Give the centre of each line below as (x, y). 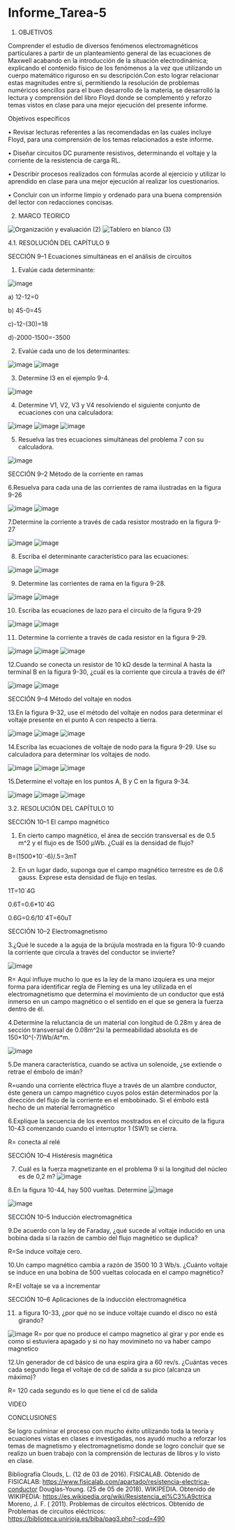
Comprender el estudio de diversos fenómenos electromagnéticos (103, 45)
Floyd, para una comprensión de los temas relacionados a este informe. (111, 139)
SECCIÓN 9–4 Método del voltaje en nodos (70, 698)
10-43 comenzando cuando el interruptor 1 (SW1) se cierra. (93, 1128)
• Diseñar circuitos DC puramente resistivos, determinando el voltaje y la (112, 153)
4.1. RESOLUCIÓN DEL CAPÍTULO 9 (59, 243)
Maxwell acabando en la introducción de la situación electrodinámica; (108, 60)
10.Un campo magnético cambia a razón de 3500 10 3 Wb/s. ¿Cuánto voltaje (118, 1265)
